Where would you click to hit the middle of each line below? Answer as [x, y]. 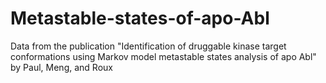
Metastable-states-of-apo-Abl [140, 18]
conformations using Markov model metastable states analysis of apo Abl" [163, 56]
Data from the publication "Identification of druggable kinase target [148, 46]
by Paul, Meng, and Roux [61, 67]
